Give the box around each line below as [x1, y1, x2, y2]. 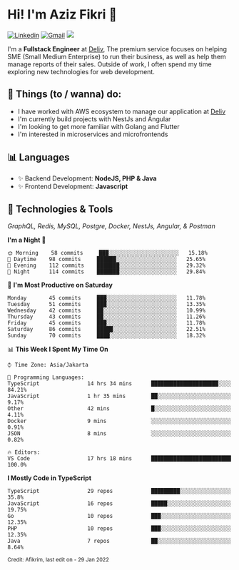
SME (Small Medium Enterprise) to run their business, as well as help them [7, 52, 226, 61]
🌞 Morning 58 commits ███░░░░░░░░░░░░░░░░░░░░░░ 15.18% [7, 250, 208, 257]
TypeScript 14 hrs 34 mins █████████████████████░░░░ [7, 380, 232, 387]
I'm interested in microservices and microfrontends [17, 130, 168, 138]
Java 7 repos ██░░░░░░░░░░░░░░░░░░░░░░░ [7, 538, 232, 545]
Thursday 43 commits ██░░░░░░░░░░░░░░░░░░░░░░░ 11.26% [7, 313, 205, 320]
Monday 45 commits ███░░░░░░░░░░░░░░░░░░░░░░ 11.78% [7, 295, 205, 302]
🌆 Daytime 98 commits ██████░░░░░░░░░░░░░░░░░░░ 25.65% [7, 256, 205, 263]
